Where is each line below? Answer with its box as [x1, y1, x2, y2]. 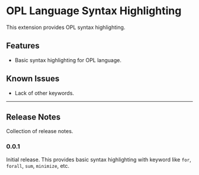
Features [6, 41, 40, 51]
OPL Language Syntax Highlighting [6, 4, 182, 18]
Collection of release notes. [6, 128, 73, 135]
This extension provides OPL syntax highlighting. [6, 24, 126, 31]
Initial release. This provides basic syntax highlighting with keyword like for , [6, 155, 191, 163]
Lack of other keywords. [14, 89, 75, 96]
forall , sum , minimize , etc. [6, 162, 70, 169]
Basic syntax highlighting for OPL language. [14, 56, 122, 63]
